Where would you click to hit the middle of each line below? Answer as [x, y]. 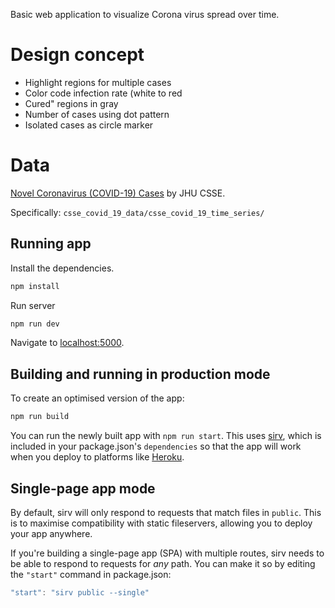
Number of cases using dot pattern [97, 114]
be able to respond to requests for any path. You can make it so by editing [163, 563]
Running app [51, 244]
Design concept [77, 55]
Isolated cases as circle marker [89, 125]
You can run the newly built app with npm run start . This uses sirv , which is [166, 436]
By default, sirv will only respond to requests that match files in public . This [166, 512]
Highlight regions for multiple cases [98, 82]
